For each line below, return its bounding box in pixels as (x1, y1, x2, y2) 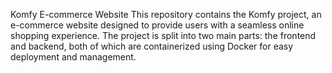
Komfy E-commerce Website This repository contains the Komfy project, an (10, 9, 322, 20)
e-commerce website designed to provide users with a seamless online (10, 19, 305, 31)
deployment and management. (10, 51, 137, 63)
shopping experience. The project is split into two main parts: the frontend (10, 30, 317, 41)
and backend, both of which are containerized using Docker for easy (10, 40, 294, 52)
